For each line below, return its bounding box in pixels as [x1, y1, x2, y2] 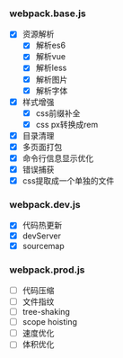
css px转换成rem [35, 119, 99, 130]
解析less [35, 62, 67, 74]
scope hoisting [22, 317, 78, 327]
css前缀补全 [35, 107, 81, 119]
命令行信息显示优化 [22, 152, 94, 164]
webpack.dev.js [9, 199, 81, 211]
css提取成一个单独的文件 [22, 175, 115, 186]
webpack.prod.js [9, 264, 85, 276]
